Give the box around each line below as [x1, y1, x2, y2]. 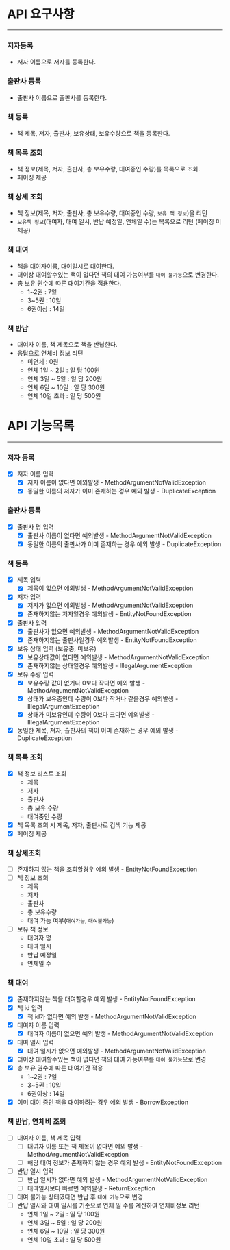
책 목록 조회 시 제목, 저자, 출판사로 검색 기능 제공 [16, 820, 146, 829]
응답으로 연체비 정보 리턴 [16, 349, 84, 357]
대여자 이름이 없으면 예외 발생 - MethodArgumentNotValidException [27, 1029, 214, 1038]
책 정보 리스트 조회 [16, 769, 67, 778]
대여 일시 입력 [16, 1038, 54, 1046]
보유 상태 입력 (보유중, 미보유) [16, 644, 97, 652]
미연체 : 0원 [27, 358, 59, 366]
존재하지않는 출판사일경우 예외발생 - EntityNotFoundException [27, 635, 197, 644]
